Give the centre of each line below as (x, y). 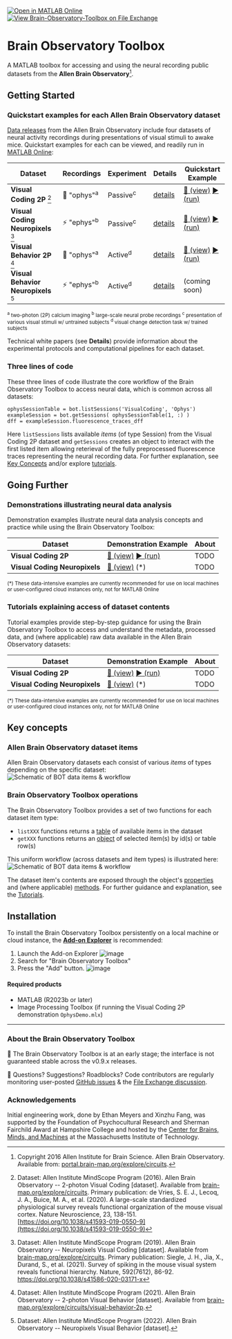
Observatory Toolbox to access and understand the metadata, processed (112, 629)
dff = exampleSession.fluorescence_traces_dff (75, 421)
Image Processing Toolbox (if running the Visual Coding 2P (101, 1007)
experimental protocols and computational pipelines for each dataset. (106, 349)
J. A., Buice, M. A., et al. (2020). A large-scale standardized (101, 1200)
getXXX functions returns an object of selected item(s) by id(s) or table (117, 838)
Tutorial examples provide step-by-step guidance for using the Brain (104, 622)
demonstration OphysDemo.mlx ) (60, 1014)
